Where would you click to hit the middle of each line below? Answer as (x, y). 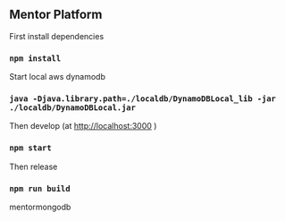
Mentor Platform (56, 15)
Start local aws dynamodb (57, 77)
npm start (30, 148)
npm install (35, 58)
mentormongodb (40, 207)
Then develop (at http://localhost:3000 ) (83, 126)
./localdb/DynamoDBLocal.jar (73, 108)
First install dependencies (57, 36)
